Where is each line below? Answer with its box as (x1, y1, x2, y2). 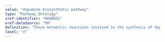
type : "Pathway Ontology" (5, 12, 58, 16)
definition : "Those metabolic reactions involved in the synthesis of (5, 25, 153, 30)
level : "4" (5, 29, 27, 34)
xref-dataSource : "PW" (5, 20, 52, 26)
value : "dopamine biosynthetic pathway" (5, 7, 89, 12)
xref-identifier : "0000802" (5, 16, 63, 21)
